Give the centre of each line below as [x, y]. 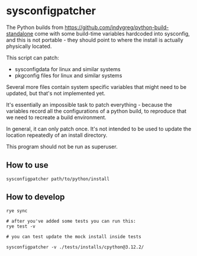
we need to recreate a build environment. [56, 117]
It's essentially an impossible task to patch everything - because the [89, 104]
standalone [20, 33]
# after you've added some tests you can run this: [71, 221]
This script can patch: [33, 57]
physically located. [29, 46]
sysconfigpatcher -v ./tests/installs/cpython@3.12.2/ [75, 247]
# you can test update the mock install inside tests [74, 236]
